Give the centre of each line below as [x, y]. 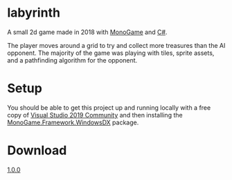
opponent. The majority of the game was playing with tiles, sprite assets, [111, 53]
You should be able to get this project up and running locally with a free [109, 107]
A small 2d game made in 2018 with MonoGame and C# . [87, 32]
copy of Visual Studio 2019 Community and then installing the [95, 115]
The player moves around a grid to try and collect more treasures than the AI [116, 45]
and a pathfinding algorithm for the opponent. [72, 60]
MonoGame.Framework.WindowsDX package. [73, 122]
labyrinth [34, 13]
